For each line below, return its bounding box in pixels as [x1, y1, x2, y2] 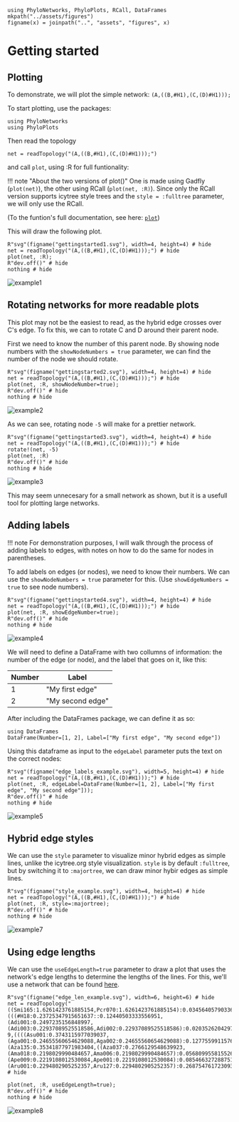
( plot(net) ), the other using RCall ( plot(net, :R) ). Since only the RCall [7, 184, 216, 193]
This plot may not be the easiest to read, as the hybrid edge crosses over [7, 318, 222, 326]
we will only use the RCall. [7, 200, 84, 208]
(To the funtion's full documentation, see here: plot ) [7, 213, 160, 221]
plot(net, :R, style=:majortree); [7, 900, 110, 908]
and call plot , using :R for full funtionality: [7, 163, 129, 171]
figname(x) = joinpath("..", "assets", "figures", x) [7, 19, 171, 26]
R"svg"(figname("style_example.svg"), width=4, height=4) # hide [7, 888, 205, 895]
